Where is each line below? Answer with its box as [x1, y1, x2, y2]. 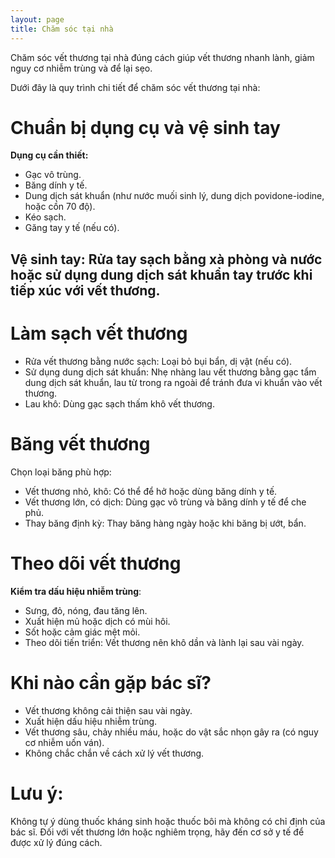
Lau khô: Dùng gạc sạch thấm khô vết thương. [24, 397, 215, 410]
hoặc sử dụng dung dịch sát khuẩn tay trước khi [10, 266, 313, 283]
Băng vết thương [10, 432, 151, 455]
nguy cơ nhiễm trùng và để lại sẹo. [10, 62, 153, 74]
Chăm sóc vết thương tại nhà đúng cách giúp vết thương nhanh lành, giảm [10, 51, 315, 63]
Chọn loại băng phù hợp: [10, 466, 112, 478]
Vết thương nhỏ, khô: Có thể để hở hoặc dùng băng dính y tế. [24, 485, 278, 497]
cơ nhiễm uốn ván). [24, 736, 105, 748]
